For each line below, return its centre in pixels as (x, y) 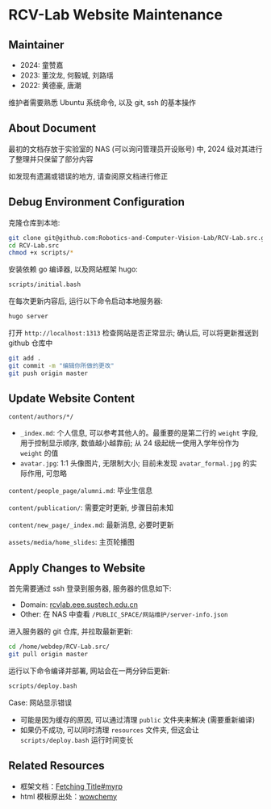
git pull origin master (48, 655)
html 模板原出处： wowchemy (69, 796)
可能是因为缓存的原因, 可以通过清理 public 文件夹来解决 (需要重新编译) (138, 719)
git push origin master (48, 373)
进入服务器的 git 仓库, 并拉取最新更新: (71, 631)
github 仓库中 (31, 343)
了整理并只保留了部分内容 (51, 158)
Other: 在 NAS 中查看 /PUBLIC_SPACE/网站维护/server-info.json (124, 614)
